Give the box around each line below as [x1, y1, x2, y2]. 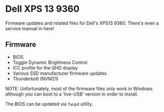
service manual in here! [5, 25, 54, 31]
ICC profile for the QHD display [12, 64, 78, 71]
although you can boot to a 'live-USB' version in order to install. [5, 91, 139, 97]
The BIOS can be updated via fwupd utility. [5, 101, 93, 107]
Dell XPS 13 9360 [5, 3, 80, 15]
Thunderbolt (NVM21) [12, 75, 59, 82]
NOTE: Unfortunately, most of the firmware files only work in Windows [5, 85, 153, 92]
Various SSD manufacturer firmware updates [12, 70, 107, 76]
